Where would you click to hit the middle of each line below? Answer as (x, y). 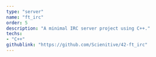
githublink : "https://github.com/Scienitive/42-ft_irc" (77, 45)
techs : (14, 34)
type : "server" (25, 12)
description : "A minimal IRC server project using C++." (78, 28)
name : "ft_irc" (25, 17)
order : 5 (17, 23)
